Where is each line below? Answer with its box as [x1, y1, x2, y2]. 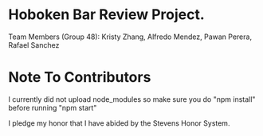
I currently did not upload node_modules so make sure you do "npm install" [8, 94, 256, 104]
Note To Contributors [8, 68, 151, 87]
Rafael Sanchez [8, 40, 60, 49]
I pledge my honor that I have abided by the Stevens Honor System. [8, 118, 230, 128]
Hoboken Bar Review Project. [8, 6, 205, 24]
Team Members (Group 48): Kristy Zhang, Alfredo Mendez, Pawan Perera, [8, 32, 253, 41]
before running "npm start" [8, 103, 97, 112]
